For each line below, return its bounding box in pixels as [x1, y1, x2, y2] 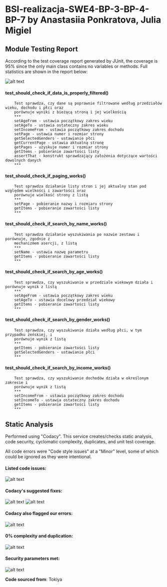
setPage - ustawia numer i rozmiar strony [14, 132, 104, 137]
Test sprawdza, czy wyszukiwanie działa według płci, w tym [14, 328, 142, 333]
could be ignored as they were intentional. [5, 454, 92, 460]
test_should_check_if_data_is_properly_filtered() [5, 90, 109, 96]
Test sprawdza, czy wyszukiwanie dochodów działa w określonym [14, 376, 149, 381]
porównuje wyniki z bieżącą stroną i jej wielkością [14, 110, 126, 115]
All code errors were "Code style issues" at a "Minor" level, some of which [5, 448, 159, 454]
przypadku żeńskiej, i [5, 332, 52, 338]
